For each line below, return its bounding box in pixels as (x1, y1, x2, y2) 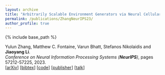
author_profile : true (5, 21, 50, 26)
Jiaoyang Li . (5, 49, 30, 55)
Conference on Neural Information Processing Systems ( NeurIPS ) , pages (5, 54, 154, 60)
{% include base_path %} (5, 34, 57, 40)
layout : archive (5, 7, 38, 12)
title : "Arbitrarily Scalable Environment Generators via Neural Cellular (5, 12, 162, 17)
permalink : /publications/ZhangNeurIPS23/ (5, 16, 93, 21)
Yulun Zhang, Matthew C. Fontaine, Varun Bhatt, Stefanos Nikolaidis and (5, 44, 151, 50)
